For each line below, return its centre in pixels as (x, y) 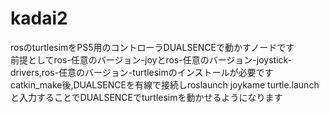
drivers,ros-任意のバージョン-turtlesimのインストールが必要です (142, 72)
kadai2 (39, 18)
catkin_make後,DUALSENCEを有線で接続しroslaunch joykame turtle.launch (165, 84)
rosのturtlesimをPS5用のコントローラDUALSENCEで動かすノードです (152, 47)
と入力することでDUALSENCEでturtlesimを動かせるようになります (146, 97)
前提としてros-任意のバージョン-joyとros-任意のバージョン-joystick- (151, 59)
